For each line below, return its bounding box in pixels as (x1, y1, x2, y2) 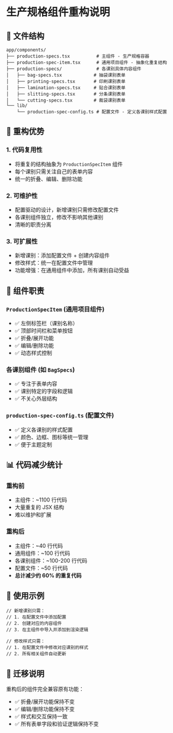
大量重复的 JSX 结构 (14, 504, 65, 511)
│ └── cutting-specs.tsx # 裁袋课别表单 (6, 97, 126, 103)
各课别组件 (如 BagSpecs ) (6, 366, 75, 374)
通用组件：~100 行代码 (14, 550, 71, 557)
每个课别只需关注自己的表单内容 (14, 167, 93, 175)
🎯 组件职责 (6, 285, 44, 296)
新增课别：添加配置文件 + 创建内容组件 (14, 252, 110, 259)
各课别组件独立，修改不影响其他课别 (14, 213, 104, 220)
